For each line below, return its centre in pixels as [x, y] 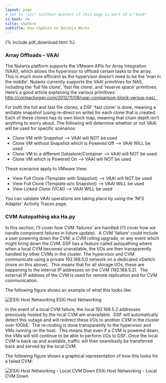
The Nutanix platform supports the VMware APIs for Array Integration [76, 66]
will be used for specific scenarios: [41, 128]
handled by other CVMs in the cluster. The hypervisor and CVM [70, 254]
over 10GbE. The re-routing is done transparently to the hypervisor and [78, 325]
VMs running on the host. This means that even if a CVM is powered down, [82, 330]
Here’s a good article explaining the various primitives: [60, 92]
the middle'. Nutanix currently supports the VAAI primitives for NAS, [74, 82]
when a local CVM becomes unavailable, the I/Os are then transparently [79, 248]
